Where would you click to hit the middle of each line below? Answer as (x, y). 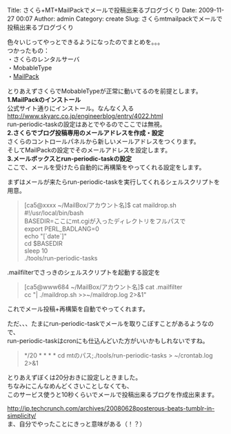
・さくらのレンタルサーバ (43, 59)
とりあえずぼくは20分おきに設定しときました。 (74, 377)
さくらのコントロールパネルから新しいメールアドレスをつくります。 (103, 141)
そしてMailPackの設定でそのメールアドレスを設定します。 (89, 150)
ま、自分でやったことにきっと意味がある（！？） (77, 424)
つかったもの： (28, 51)
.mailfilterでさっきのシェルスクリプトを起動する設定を (84, 272)
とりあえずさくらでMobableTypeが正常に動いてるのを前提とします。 (104, 91)
